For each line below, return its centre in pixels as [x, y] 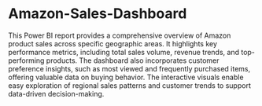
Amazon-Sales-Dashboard [98, 14]
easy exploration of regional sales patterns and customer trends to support [130, 85]
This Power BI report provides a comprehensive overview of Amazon [120, 35]
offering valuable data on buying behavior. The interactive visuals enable [126, 77]
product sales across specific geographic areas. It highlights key [113, 43]
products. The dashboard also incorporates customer [133, 60]
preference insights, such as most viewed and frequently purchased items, [129, 68]
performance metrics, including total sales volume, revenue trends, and [124, 52]
